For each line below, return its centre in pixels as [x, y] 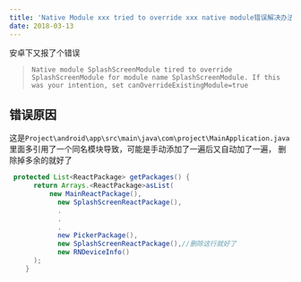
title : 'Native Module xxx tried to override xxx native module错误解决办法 [152, 17]
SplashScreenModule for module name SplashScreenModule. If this [155, 77]
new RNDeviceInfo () [93, 252]
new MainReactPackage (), [95, 194]
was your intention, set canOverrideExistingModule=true [140, 85]
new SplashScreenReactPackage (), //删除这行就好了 [147, 244]
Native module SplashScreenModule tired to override [132, 69]
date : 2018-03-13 [42, 26]
